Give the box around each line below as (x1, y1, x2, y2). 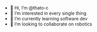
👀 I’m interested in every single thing (10, 10, 86, 16)
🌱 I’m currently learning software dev (10, 16, 88, 21)
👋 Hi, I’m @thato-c (10, 5, 49, 11)
